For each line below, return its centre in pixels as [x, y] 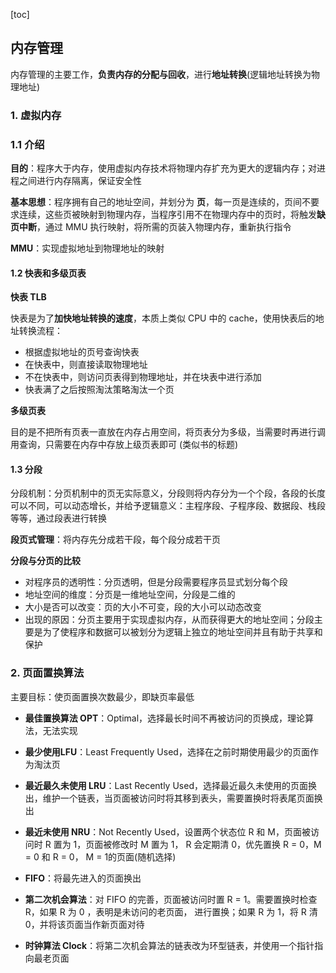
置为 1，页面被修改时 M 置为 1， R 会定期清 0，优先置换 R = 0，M [187, 844]
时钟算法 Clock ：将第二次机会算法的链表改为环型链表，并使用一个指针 [169, 945]
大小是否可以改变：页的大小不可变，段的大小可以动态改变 [143, 607]
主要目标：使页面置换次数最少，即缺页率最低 [102, 696]
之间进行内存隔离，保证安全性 [80, 181]
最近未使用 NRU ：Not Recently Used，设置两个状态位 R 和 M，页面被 [167, 831]
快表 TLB [28, 297]
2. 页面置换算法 [47, 673]
